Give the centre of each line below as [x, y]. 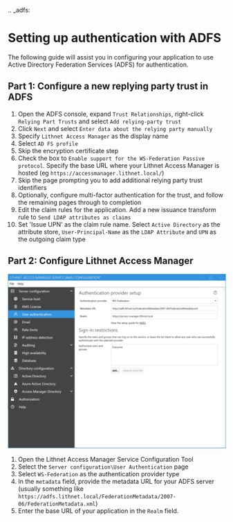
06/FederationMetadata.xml [57, 504]
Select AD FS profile [48, 143]
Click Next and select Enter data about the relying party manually [115, 128]
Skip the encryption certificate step [68, 150]
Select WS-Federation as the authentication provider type [99, 474]
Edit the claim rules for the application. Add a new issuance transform [117, 209]
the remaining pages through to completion [80, 202]
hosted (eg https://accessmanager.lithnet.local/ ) [91, 173]
